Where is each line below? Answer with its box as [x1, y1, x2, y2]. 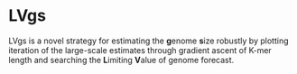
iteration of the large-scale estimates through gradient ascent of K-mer [8, 44, 272, 55]
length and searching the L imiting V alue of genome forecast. [8, 54, 235, 65]
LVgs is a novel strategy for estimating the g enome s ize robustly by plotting [8, 35, 289, 46]
